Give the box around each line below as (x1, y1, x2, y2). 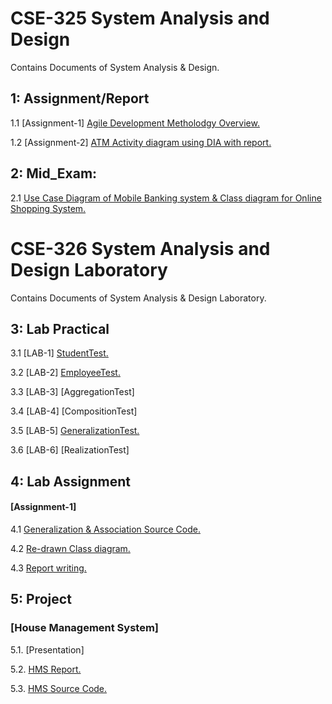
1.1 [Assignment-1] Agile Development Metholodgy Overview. (10, 117, 260, 129)
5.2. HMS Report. (10, 663, 82, 675)
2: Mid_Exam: (10, 165, 98, 182)
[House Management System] (10, 621, 160, 635)
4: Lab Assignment (10, 473, 131, 490)
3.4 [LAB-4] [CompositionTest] (10, 405, 138, 417)
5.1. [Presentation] (10, 643, 85, 656)
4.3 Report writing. (10, 562, 87, 574)
